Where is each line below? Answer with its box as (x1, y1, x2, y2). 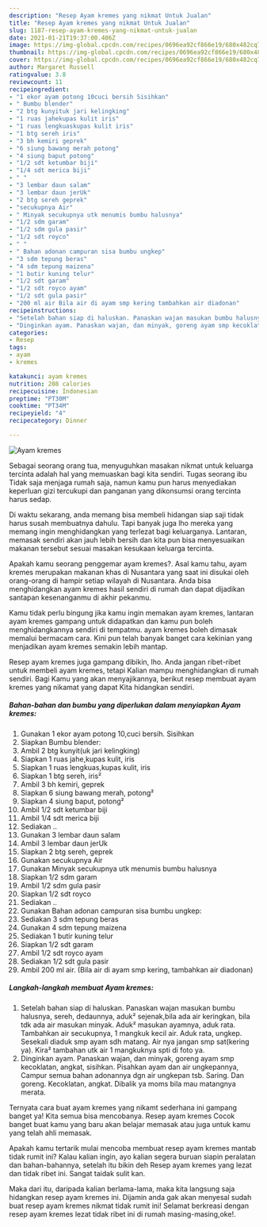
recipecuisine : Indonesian (9, 387, 98, 395)
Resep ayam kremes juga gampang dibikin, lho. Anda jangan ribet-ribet (9, 657, 241, 666)
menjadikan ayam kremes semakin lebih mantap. (9, 642, 169, 651)
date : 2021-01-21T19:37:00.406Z (9, 33, 116, 42)
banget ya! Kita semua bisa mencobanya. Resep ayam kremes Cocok (9, 1111, 235, 1121)
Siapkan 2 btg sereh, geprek (20, 846, 113, 857)
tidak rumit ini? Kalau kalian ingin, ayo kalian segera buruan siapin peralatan (9, 1152, 256, 1161)
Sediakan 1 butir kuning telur (20, 931, 114, 941)
